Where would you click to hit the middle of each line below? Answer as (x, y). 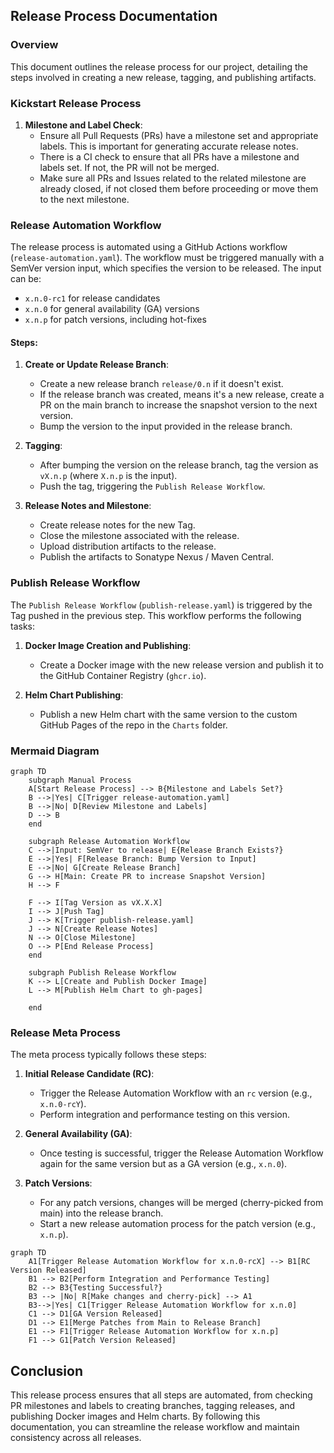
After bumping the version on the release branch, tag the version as (179, 465)
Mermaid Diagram (55, 751)
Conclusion (47, 1370)
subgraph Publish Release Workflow (102, 973)
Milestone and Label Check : (83, 125)
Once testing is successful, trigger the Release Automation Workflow (181, 1153)
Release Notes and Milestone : (88, 506)
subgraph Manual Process (80, 780)
